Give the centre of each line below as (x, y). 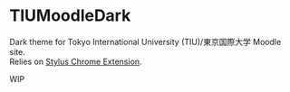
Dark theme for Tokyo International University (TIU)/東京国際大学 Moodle (145, 41)
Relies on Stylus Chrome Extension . (76, 61)
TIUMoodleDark (70, 16)
